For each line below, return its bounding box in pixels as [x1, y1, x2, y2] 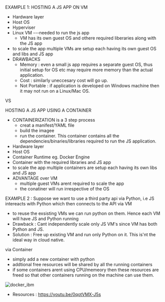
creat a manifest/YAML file [19, 122, 75, 128]
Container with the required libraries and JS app [12, 159, 111, 165]
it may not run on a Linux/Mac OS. [19, 88, 90, 94]
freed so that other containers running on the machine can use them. [12, 272, 155, 278]
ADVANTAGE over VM [12, 175, 58, 181]
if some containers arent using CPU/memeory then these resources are [12, 267, 159, 273]
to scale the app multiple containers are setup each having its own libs [12, 164, 158, 170]
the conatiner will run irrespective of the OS [19, 186, 110, 191]
